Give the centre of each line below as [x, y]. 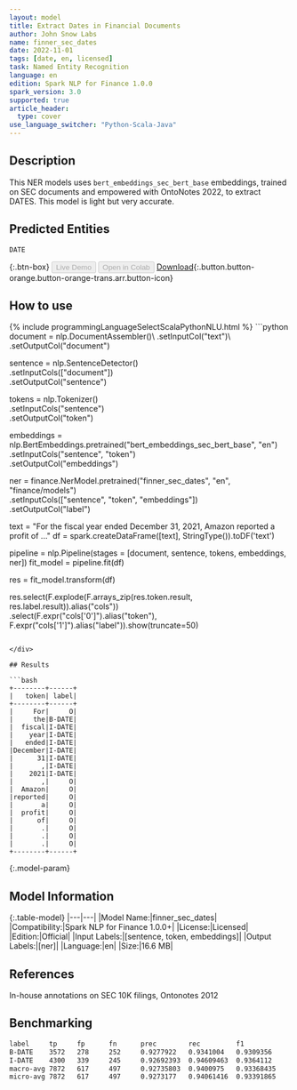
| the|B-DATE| [43, 720]
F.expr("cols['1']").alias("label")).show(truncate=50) [104, 625]
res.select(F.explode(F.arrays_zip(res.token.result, [101, 597]
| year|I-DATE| [43, 735]
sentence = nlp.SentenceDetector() [74, 363]
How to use [41, 306]
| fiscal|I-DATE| [43, 727]
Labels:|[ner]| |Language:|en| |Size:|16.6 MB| [91, 946]
